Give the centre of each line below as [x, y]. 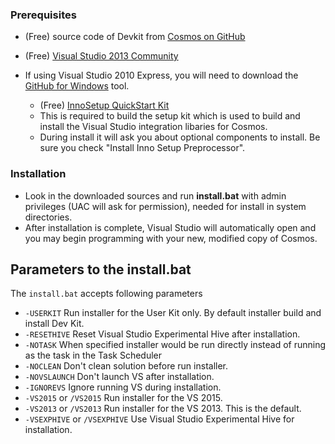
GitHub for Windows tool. [77, 86]
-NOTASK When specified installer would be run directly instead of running [175, 345]
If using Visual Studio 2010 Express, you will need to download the [161, 75]
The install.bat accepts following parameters [106, 294]
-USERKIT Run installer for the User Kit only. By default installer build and [173, 313]
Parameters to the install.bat [101, 269]
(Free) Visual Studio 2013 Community [101, 56]
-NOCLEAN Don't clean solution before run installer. [126, 366]
